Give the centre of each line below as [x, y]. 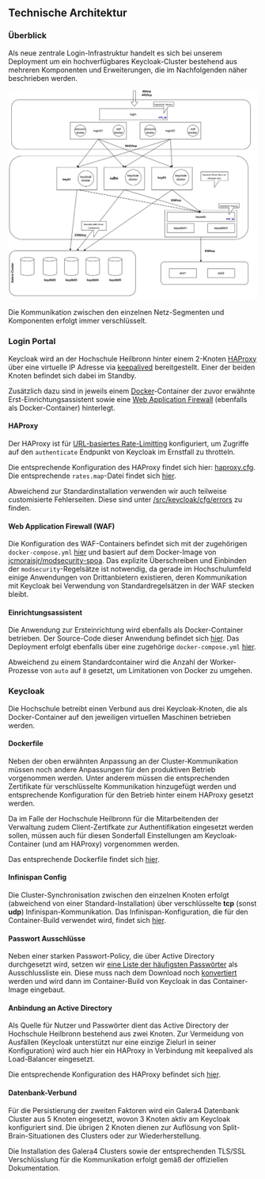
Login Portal [32, 342]
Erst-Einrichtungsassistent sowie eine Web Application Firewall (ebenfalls [128, 399]
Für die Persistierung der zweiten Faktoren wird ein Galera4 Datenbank [124, 1110]
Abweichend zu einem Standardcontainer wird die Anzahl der [108, 662]
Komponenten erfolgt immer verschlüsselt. [78, 321]
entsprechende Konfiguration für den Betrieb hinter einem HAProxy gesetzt [131, 794]
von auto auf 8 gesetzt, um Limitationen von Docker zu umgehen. [146, 671]
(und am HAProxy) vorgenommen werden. [111, 844]
